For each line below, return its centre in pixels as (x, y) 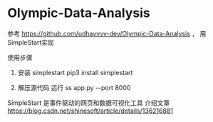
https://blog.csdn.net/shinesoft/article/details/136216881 (90, 111)
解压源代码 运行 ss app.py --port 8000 (74, 87)
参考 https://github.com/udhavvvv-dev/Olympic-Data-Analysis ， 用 (107, 33)
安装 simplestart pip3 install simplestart (75, 72)
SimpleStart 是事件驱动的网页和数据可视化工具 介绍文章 (89, 102)
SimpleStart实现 (31, 42)
